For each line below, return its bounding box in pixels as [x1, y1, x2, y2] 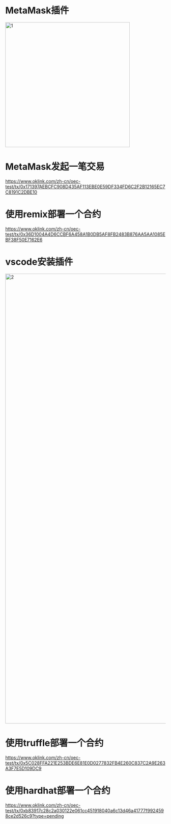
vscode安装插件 [5, 256, 73, 267]
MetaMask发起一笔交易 [5, 161, 105, 173]
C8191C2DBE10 [5, 189, 37, 195]
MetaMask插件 [5, 5, 69, 16]
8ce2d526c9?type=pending [5, 813, 64, 819]
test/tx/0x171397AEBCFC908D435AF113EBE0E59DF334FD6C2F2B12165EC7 [5, 184, 165, 190]
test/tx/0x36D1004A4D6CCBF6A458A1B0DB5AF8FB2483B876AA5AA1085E [5, 231, 166, 237]
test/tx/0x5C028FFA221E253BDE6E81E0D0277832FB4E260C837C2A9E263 [5, 760, 165, 766]
